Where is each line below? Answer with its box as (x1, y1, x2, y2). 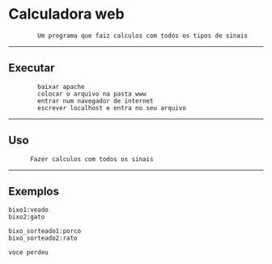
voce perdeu (8, 249, 49, 257)
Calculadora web (8, 5, 125, 23)
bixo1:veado (8, 206, 49, 215)
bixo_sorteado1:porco (8, 228, 82, 236)
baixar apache (37, 83, 85, 91)
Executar (8, 62, 55, 75)
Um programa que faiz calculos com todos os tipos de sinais (37, 32, 249, 40)
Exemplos (8, 184, 59, 198)
